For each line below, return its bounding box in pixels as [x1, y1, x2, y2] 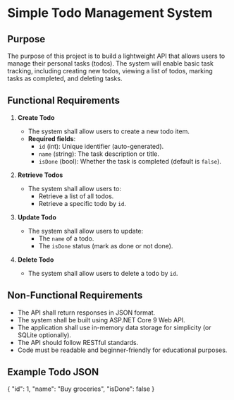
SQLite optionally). [17, 330, 72, 339]
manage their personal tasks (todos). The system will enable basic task [7, 59, 214, 68]
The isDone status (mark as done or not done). [38, 241, 173, 250]
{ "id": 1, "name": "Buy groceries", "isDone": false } [7, 384, 155, 393]
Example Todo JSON [7, 366, 99, 378]
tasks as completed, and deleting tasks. [7, 74, 123, 83]
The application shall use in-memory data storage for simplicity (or [17, 323, 211, 332]
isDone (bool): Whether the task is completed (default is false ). [38, 157, 222, 165]
